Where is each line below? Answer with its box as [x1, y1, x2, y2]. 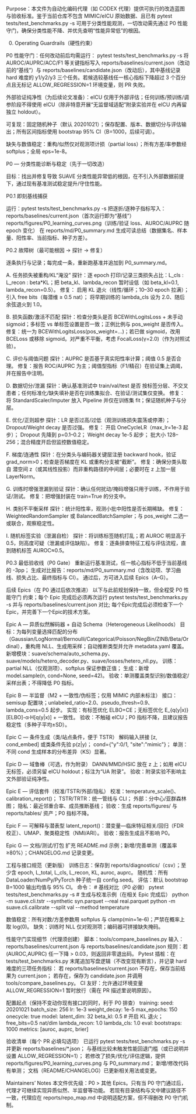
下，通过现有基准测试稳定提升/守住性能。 [6, 180, 106, 187]
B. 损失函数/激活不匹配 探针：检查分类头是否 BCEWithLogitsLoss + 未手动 [6, 313, 183, 320]
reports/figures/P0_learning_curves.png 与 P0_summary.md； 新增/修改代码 [6, 1060, 188, 1067]
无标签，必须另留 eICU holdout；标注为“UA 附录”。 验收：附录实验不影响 [6, 768, 182, 775]
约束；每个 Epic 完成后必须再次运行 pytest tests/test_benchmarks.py [22, 594, 188, 600]
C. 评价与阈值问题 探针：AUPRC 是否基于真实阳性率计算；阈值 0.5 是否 [6, 355, 177, 362]
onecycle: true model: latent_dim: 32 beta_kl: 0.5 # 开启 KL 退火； [6, 1013, 163, 1020]
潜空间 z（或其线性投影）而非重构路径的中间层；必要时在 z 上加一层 [12, 466, 176, 473]
